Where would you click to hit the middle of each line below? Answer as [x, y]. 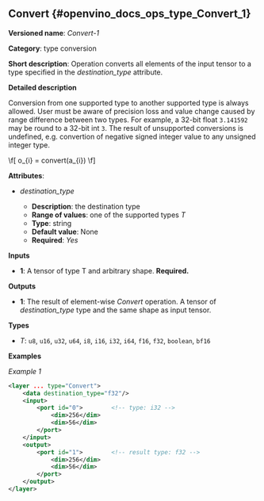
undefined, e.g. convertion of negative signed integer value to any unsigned [132, 136]
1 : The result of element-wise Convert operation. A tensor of [118, 301]
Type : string [52, 223]
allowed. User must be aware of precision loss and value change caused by [132, 111]
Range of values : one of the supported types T [109, 215]
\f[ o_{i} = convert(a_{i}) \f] [52, 160]
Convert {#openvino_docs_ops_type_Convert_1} [130, 14]
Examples [25, 356]
